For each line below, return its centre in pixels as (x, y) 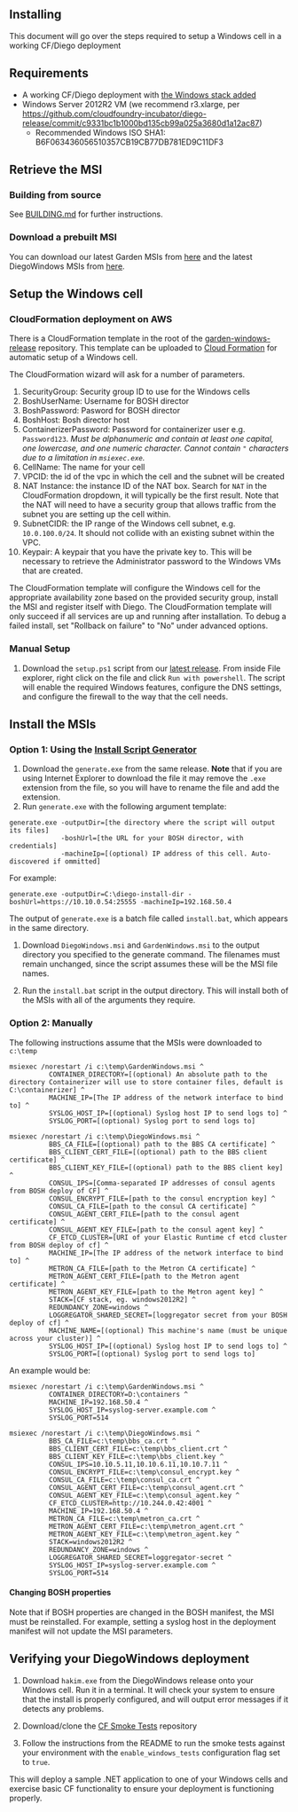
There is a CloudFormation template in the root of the (106, 339)
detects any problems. (63, 1708)
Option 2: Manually (51, 1023)
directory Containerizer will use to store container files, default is (146, 1082)
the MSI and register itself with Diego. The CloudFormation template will (141, 607)
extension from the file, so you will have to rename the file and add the (150, 788)
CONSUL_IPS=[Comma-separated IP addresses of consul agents (162, 1183)
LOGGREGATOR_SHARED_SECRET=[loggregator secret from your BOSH (168, 1315)
